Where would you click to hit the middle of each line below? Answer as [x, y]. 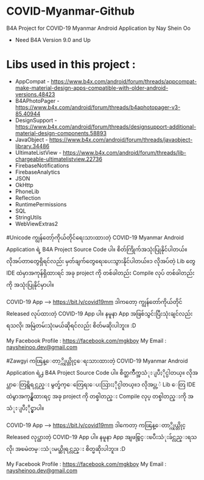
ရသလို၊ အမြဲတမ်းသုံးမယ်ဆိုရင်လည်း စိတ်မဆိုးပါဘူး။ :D [71, 325]
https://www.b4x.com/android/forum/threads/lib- [125, 152]
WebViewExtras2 [37, 224]
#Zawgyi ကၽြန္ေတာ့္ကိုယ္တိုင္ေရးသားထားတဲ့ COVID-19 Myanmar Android [97, 361]
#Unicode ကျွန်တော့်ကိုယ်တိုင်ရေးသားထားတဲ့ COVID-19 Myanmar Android [95, 237]
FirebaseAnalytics [37, 172]
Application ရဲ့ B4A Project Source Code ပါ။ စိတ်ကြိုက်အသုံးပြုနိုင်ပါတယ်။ [97, 249]
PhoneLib [27, 191]
